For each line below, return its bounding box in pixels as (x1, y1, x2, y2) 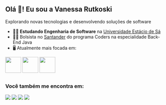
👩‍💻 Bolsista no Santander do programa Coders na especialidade (12, 33, 147, 40)
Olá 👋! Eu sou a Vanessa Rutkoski (5, 5, 112, 14)
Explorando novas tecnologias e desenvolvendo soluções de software (5, 18, 151, 24)
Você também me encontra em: (5, 83, 85, 90)
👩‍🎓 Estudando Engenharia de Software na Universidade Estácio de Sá (12, 28, 161, 34)
